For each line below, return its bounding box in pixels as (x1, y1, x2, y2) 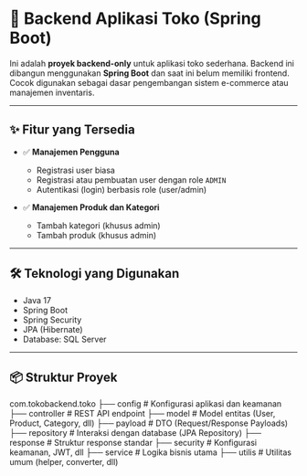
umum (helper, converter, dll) (9, 457, 119, 468)
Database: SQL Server (22, 333, 107, 344)
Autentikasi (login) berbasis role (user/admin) (36, 184, 207, 195)
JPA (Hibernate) (22, 323, 84, 334)
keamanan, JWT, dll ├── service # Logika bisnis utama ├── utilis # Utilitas (9, 447, 292, 458)
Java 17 (22, 294, 52, 305)
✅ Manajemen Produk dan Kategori (22, 201, 160, 213)
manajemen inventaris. (9, 87, 95, 98)
